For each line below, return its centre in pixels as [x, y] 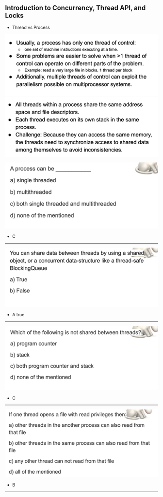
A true [18, 314]
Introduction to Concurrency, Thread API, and [75, 8]
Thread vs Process [31, 27]
